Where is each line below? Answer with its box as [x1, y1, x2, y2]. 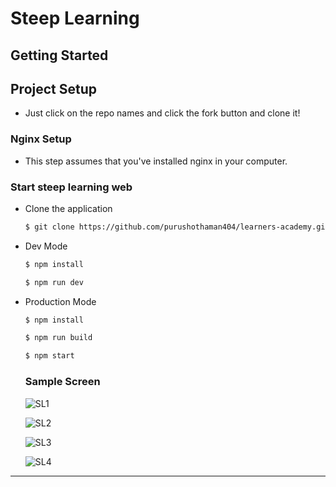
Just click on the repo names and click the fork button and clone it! [24, 107, 301, 119]
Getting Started [10, 47, 109, 64]
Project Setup [10, 80, 98, 97]
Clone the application [24, 202, 113, 214]
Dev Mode [24, 240, 68, 252]
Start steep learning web [10, 180, 133, 194]
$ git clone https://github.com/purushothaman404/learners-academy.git [24, 222, 330, 232]
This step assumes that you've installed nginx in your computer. [24, 155, 288, 167]
